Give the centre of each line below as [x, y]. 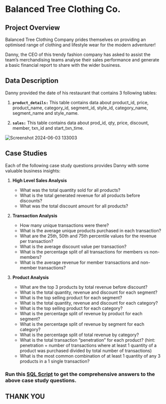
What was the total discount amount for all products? [74, 206]
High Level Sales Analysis [40, 180]
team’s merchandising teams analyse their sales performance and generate [82, 60]
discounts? [31, 201]
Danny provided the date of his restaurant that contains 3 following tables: [81, 93]
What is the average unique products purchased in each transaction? [90, 230]
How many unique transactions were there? [64, 225]
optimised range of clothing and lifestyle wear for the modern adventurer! [80, 45]
